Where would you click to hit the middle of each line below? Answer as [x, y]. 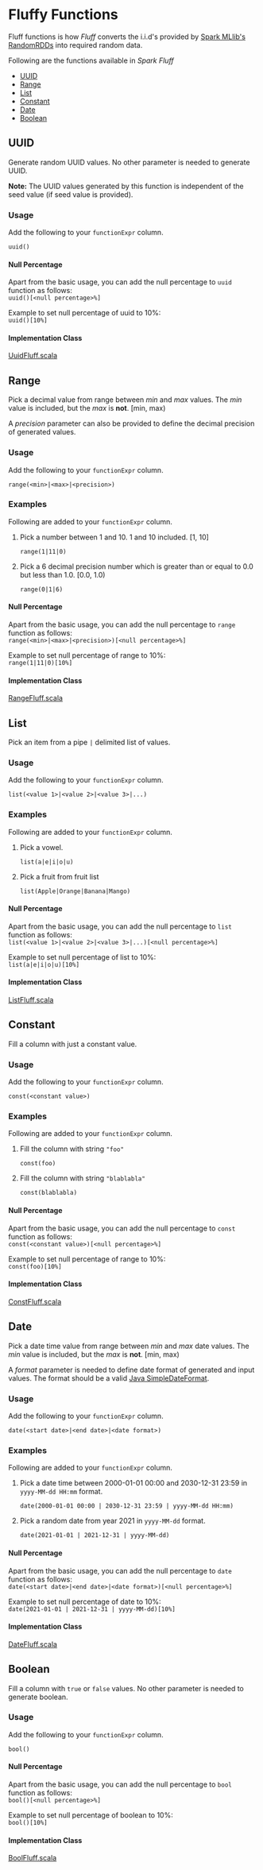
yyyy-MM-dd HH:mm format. [61, 1492]
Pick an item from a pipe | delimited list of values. [89, 742]
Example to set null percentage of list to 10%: [82, 957]
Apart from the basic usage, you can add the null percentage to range [122, 624]
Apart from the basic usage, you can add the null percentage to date [120, 1571]
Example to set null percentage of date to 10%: [85, 1601]
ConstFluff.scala [35, 1301]
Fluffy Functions [64, 15]
